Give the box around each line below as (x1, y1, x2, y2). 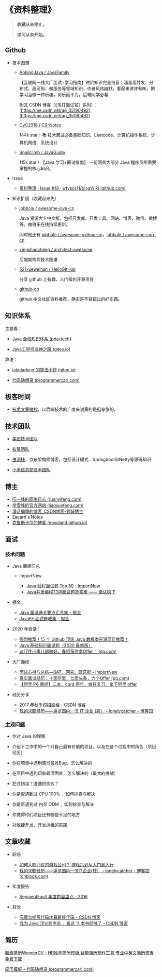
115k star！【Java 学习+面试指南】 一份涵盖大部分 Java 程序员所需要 (19, 159, 156, 165)
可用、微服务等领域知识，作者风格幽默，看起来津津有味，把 (36, 86, 155, 91)
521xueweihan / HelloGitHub (19, 266, 76, 272)
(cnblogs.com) (19, 873, 49, 879)
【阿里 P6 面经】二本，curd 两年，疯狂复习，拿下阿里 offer (19, 681, 137, 687)
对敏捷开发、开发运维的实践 (12, 822, 68, 828)
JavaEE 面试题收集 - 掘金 (19, 615, 69, 621)
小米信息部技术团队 (12, 467, 51, 473)
